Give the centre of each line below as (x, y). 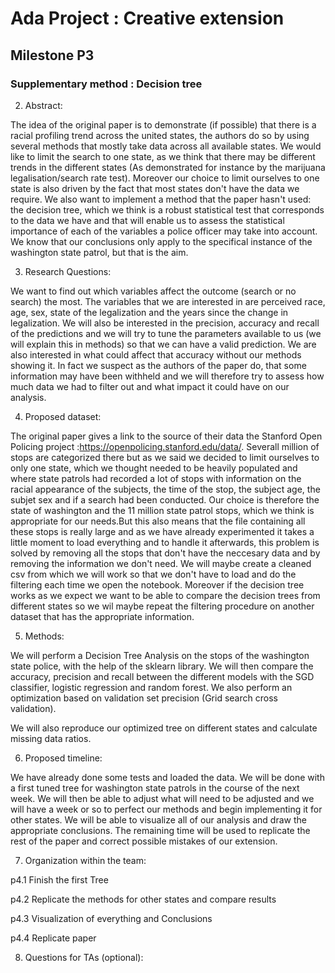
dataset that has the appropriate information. (102, 616)
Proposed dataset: (63, 416)
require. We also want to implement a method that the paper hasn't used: (161, 199)
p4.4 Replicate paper (53, 938)
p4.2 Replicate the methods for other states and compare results (143, 899)
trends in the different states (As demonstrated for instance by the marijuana (168, 167)
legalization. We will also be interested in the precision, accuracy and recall (165, 323)
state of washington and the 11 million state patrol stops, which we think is (162, 510)
